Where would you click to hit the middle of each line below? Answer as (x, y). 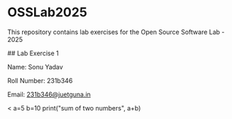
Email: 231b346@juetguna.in (49, 94)
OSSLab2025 (47, 12)
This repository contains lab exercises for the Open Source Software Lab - (116, 32)
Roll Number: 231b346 (40, 80)
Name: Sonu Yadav (35, 67)
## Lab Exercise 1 (33, 53)
